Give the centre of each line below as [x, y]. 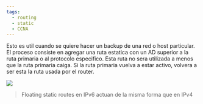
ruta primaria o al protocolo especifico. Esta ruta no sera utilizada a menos [100, 59]
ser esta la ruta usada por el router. [50, 72]
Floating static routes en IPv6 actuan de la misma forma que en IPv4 [107, 95]
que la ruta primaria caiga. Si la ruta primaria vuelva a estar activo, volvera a [101, 65]
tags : [13, 12]
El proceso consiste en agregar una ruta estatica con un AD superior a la [98, 53]
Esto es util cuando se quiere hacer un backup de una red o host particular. [101, 46]
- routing [24, 18]
